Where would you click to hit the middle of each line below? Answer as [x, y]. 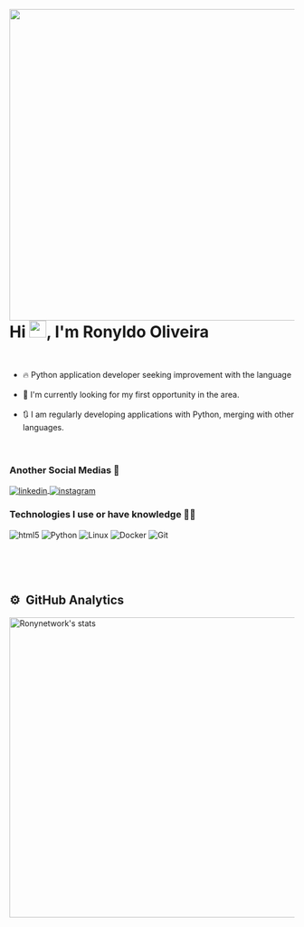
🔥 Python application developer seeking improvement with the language [157, 374]
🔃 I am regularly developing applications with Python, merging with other [158, 414]
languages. [43, 427]
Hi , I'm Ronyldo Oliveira [109, 332]
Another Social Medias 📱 [65, 469]
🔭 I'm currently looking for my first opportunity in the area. [131, 394]
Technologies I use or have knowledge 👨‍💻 [103, 514]
